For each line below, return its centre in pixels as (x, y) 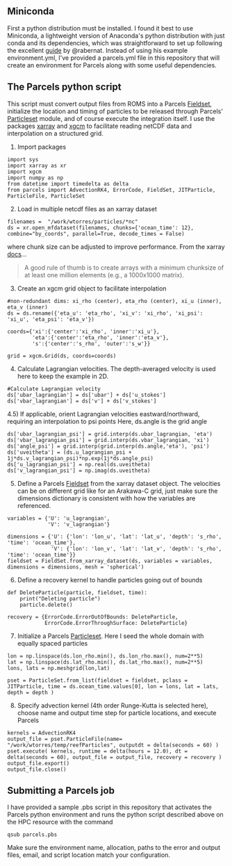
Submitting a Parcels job (61, 791)
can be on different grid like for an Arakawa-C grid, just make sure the (117, 491)
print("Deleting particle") (60, 598)
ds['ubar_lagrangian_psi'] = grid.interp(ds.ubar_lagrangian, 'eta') (110, 434)
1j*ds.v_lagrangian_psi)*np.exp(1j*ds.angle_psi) (81, 458)
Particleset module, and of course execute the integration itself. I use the (111, 118)
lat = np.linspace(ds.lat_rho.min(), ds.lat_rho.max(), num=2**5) (105, 662)
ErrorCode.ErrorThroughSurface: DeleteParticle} (116, 623)
